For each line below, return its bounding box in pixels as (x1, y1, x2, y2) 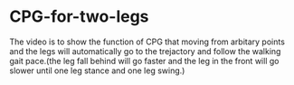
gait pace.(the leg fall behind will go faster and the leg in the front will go (9, 55, 280, 66)
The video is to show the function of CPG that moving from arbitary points (9, 36, 285, 47)
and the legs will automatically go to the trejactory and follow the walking (9, 45, 281, 56)
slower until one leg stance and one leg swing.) (9, 65, 185, 76)
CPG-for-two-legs (9, 6, 149, 27)
